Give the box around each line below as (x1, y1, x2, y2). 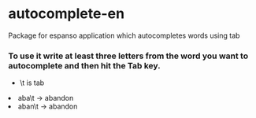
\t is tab (19, 78, 45, 87)
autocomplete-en (8, 5, 124, 23)
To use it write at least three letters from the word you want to (8, 50, 249, 61)
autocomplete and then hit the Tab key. (8, 60, 161, 71)
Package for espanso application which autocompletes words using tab (8, 31, 240, 40)
